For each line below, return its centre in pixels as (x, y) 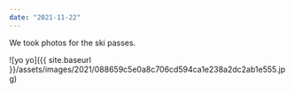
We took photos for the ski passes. (73, 43)
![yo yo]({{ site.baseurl (50, 59)
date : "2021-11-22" (45, 17)
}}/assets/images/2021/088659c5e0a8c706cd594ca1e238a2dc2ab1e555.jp (147, 69)
